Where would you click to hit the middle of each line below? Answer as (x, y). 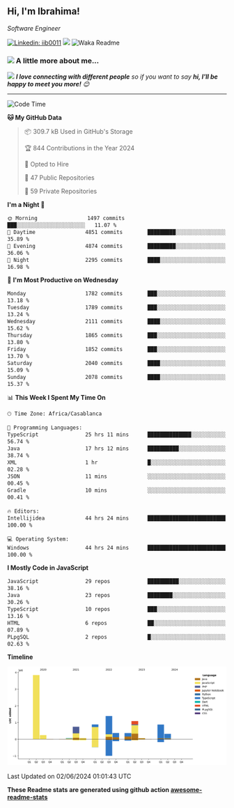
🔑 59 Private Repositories (61, 192)
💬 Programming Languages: (45, 428)
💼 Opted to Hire (47, 164)
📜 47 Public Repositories (60, 178)
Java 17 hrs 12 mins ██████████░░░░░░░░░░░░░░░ (117, 449)
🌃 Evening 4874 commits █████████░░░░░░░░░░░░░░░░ (117, 247)
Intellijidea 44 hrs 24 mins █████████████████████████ (117, 518)
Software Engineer (34, 28)
